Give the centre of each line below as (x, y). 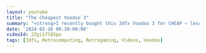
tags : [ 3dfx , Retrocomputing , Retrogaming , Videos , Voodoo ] (85, 40)
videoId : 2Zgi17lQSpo (34, 35)
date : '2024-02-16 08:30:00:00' (48, 29)
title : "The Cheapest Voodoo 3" (48, 18)
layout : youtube (27, 12)
